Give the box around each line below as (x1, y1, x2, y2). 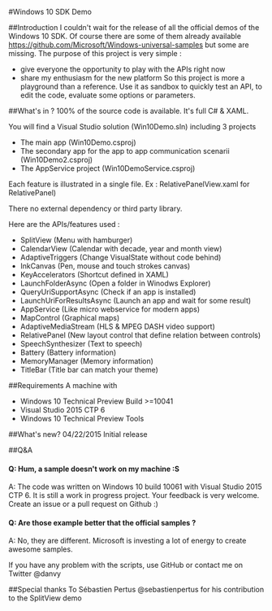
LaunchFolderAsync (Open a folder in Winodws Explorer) (19, 278, 211, 288)
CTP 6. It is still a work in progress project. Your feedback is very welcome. (8, 491, 260, 500)
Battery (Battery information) (19, 347, 117, 357)
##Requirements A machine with (8, 381, 118, 390)
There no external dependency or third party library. (8, 203, 183, 213)
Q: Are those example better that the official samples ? (8, 517, 196, 527)
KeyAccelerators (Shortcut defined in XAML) (19, 270, 169, 279)
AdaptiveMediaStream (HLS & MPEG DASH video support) (19, 321, 215, 331)
